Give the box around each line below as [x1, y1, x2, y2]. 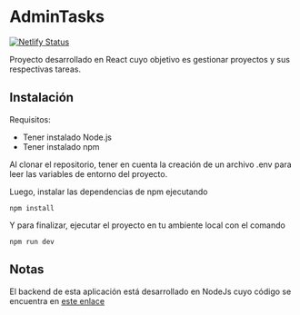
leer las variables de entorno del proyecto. [9, 168, 168, 179]
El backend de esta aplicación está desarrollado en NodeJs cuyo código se [9, 286, 292, 297]
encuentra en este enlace [9, 295, 105, 306]
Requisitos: [9, 113, 52, 124]
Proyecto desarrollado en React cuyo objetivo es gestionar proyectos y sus [9, 54, 291, 64]
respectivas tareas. [9, 64, 82, 74]
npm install [9, 203, 55, 212]
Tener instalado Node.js [22, 132, 112, 143]
